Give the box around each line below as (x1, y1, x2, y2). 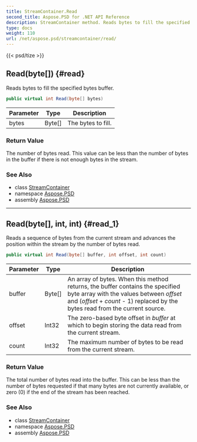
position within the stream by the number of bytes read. (6, 241, 141, 248)
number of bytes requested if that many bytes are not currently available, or (6, 382, 189, 390)
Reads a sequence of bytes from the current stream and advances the (6, 234, 176, 242)
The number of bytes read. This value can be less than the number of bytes (6, 149, 189, 157)
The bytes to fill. (67, 118, 112, 127)
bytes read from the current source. (67, 304, 166, 312)
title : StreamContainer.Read (6, 8, 77, 15)
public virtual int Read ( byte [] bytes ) (6, 96, 104, 101)
